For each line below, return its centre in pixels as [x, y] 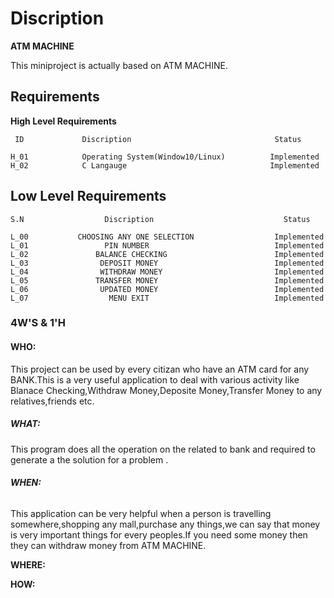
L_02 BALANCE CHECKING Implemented [167, 254]
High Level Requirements [63, 121]
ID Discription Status [158, 139]
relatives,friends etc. [52, 401]
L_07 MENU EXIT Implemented [167, 298]
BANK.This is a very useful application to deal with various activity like [155, 379]
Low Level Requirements [88, 196]
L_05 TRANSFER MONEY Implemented [167, 280]
